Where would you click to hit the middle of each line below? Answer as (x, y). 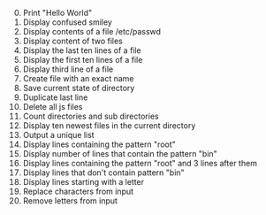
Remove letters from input (70, 201)
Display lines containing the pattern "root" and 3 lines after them (140, 163)
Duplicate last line (55, 97)
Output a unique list (59, 135)
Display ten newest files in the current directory (109, 126)
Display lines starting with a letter (84, 182)
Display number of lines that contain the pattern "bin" (120, 154)
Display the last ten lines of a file (82, 50)
